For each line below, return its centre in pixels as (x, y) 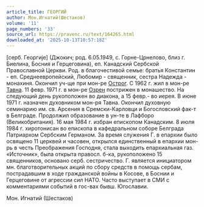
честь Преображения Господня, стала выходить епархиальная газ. (106, 148)
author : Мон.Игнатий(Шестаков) (46, 18)
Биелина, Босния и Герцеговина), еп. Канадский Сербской (83, 64)
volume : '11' (23, 23)
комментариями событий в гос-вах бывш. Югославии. (77, 186)
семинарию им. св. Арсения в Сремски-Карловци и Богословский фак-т (101, 109)
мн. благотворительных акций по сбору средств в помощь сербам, (94, 167)
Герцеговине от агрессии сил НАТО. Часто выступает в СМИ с (88, 180)
